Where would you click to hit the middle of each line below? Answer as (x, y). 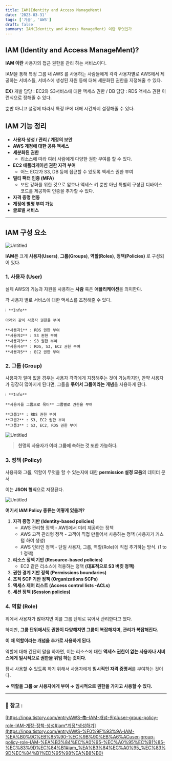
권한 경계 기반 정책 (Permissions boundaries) (59, 573)
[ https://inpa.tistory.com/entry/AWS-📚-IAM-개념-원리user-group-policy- (82, 718)
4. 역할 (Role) (21, 607)
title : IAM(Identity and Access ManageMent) (53, 10)
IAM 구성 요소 (26, 233)
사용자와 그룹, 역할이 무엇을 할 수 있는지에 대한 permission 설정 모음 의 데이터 (83, 472)
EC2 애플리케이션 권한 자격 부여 (44, 165)
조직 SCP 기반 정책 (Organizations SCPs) (55, 579)
